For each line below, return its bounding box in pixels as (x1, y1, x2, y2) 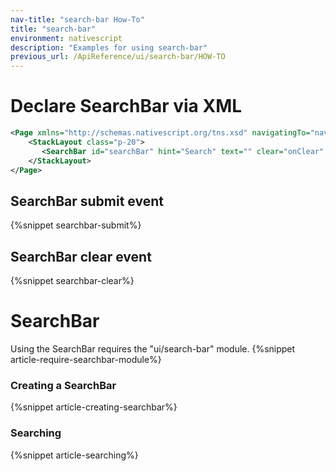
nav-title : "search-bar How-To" (10, 14, 145, 25)
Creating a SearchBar (10, 378, 117, 392)
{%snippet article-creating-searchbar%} (10, 401, 178, 413)
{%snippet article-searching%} (10, 449, 139, 461)
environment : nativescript (10, 33, 123, 43)
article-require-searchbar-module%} (10, 354, 162, 365)
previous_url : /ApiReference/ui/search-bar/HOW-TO (10, 52, 226, 62)
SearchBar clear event (10, 248, 152, 265)
